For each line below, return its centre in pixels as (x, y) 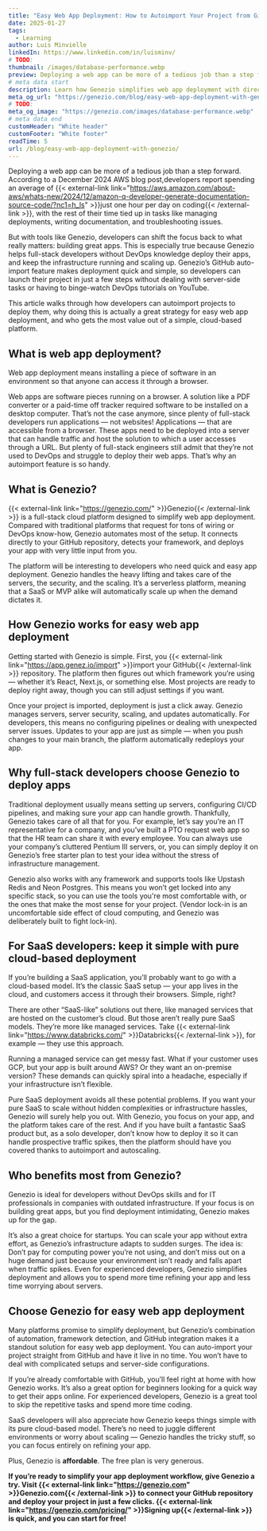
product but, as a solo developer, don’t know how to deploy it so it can (123, 1134)
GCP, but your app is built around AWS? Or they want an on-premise (120, 1068)
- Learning (33, 38)
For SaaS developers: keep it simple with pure (124, 946)
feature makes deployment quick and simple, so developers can (136, 271)
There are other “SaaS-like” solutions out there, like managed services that (131, 1010)
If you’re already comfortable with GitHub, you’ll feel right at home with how (132, 1379)
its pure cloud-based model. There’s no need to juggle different (112, 1428)
